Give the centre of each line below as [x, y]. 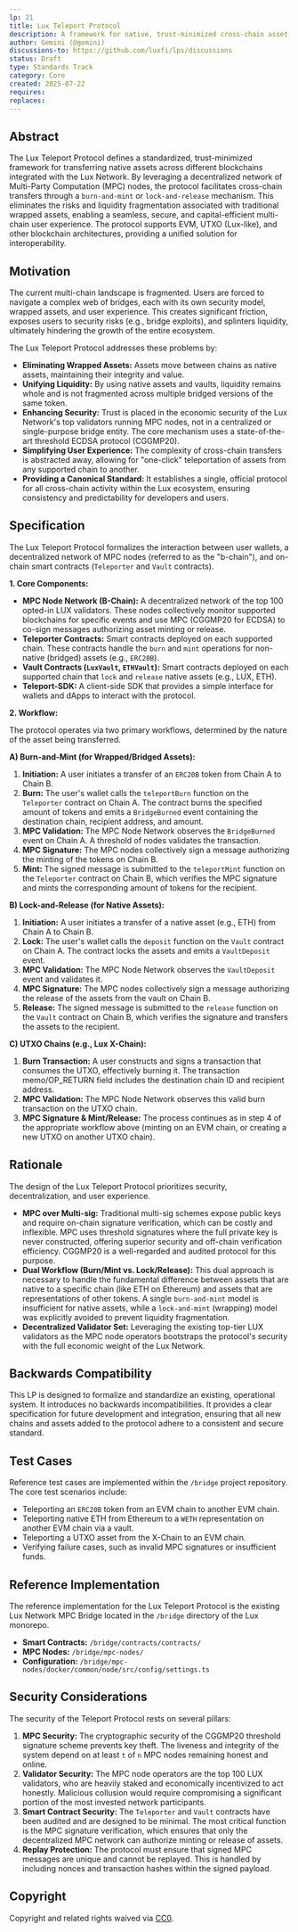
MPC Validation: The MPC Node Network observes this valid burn [143, 1098]
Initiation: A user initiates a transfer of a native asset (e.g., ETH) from [149, 922]
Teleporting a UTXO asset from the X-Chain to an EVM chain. [134, 1538]
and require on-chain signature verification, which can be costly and [147, 1222]
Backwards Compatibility [81, 1374]
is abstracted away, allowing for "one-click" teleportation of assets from [154, 460]
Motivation [40, 271]
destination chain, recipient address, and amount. [113, 821]
